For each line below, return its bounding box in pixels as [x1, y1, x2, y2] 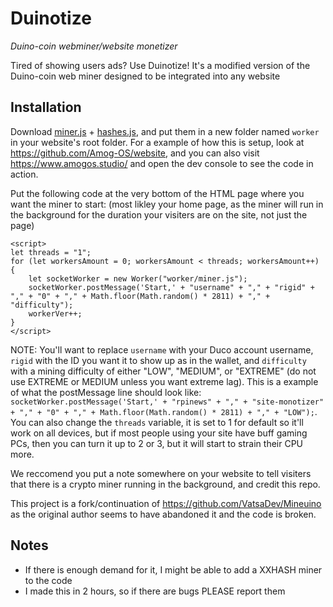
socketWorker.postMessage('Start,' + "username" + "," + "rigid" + [28, 282, 315, 292]
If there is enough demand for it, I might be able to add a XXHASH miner [24, 563, 323, 576]
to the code [24, 574, 73, 586]
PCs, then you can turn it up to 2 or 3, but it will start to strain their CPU [10, 437, 304, 449]
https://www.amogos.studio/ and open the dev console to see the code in [10, 157, 314, 169]
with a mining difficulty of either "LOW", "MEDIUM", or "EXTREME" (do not [10, 365, 317, 377]
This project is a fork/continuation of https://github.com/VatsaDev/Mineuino [10, 497, 322, 509]
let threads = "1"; [10, 247, 92, 257]
